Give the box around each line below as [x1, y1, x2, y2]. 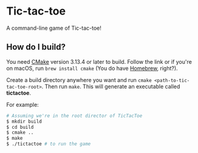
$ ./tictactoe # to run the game [6, 141, 91, 147]
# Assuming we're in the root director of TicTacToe [6, 112, 143, 119]
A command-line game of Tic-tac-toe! [6, 24, 101, 32]
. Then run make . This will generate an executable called [41, 83, 180, 90]
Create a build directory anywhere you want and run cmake [6, 76, 152, 83]
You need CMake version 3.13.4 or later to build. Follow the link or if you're [6, 58, 193, 65]
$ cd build [6, 124, 34, 130]
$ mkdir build [6, 118, 43, 124]
